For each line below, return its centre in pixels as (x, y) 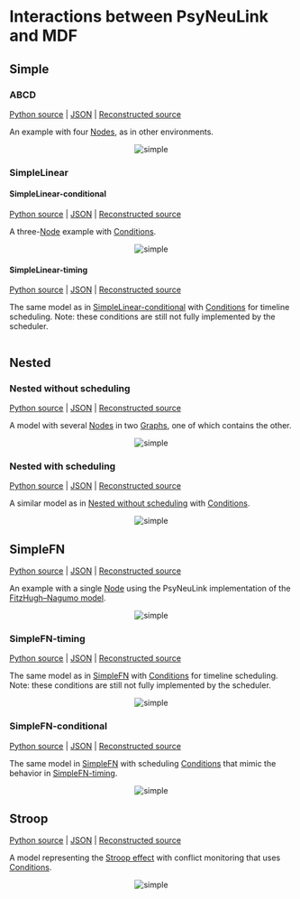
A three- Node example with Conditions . (83, 231)
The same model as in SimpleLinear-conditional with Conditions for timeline (150, 307)
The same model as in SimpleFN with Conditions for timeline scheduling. (144, 676)
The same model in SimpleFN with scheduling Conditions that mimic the (143, 763)
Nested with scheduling (63, 466)
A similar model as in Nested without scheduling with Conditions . (130, 503)
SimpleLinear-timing (49, 270)
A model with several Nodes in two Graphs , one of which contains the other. (150, 425)
